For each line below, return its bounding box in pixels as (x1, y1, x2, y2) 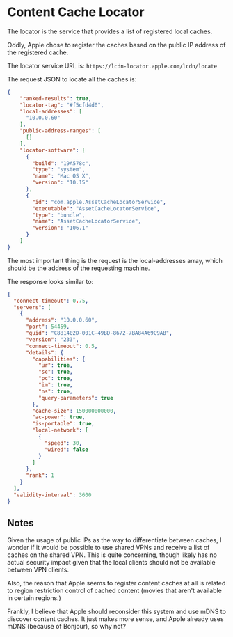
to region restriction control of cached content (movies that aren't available (7, 586, 223, 595)
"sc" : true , (38, 368, 73, 376)
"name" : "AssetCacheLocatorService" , (32, 218, 141, 225)
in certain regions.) (7, 593, 61, 602)
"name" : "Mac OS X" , (32, 173, 92, 180)
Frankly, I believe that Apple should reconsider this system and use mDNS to (7, 607, 226, 615)
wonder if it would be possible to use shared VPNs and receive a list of (7, 543, 210, 551)
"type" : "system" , (32, 166, 86, 173)
